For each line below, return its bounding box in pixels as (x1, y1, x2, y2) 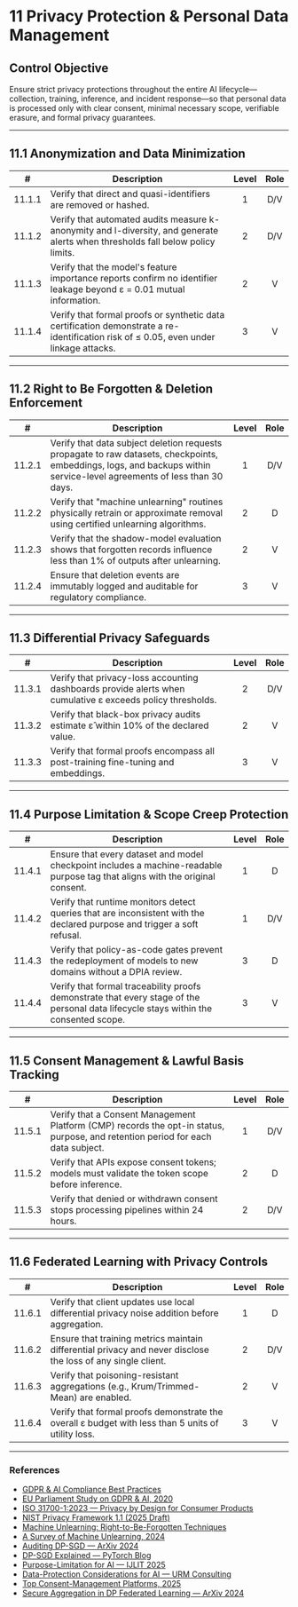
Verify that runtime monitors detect (50, 896, 197, 908)
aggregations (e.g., (50, 1380, 129, 1392)
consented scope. (50, 1014, 126, 1026)
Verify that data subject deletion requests (50, 437, 223, 449)
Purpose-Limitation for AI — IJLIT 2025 (21, 1560, 166, 1571)
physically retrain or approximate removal (50, 506, 223, 519)
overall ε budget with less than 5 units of (50, 1416, 219, 1429)
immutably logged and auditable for (50, 580, 199, 592)
